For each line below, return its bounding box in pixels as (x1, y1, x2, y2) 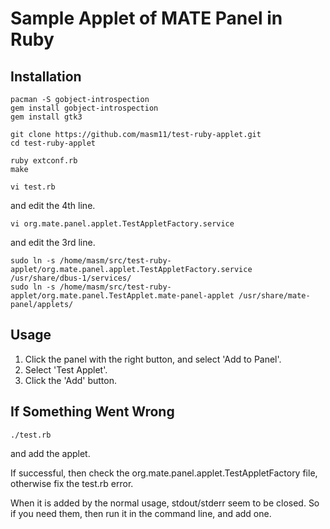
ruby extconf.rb (10, 156, 78, 166)
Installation (10, 68, 82, 85)
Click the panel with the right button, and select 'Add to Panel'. (24, 353, 282, 365)
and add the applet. (10, 447, 91, 459)
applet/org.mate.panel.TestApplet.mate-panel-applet (10, 291, 235, 301)
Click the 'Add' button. (24, 374, 117, 386)
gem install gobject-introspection (10, 103, 159, 113)
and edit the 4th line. (10, 200, 96, 211)
